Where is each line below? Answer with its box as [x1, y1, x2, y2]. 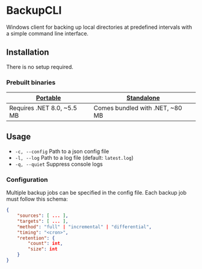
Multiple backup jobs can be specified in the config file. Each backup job [6, 189, 187, 196]
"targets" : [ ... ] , [17, 218, 69, 224]
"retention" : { [17, 235, 55, 241]
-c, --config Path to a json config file [14, 148, 109, 155]
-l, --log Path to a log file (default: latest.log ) [14, 154, 134, 161]
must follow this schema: [6, 196, 68, 203]
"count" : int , [28, 241, 63, 247]
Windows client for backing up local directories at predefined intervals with [6, 23, 192, 31]
